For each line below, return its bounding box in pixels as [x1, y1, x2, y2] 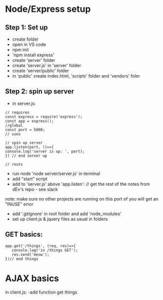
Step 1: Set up [5, 23, 48, 32]
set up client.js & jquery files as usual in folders [12, 216, 108, 222]
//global [5, 123, 23, 128]
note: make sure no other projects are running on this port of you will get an [5, 196, 159, 202]
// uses [5, 131, 21, 136]
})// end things [5, 256, 38, 261]
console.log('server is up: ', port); [5, 149, 85, 154]
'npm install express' [12, 52, 55, 58]
